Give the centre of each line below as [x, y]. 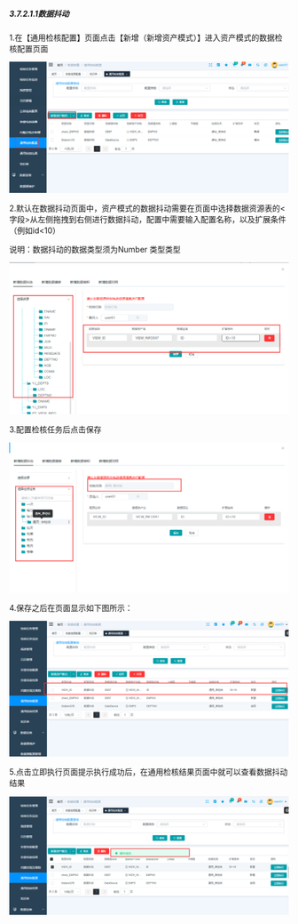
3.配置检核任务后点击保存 [55, 429]
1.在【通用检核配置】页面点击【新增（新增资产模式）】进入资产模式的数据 [142, 37]
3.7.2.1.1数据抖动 [39, 13]
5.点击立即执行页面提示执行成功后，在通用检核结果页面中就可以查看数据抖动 [149, 772]
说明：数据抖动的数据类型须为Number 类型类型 [95, 249]
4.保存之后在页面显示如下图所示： [71, 608]
